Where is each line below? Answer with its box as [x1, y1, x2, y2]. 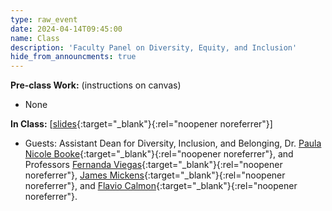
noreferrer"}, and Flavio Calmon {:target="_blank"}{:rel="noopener [24, 180, 298, 192]
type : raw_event [10, 14, 78, 25]
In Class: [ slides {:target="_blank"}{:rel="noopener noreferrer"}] [10, 118, 273, 130]
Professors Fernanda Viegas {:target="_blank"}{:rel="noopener [24, 159, 283, 171]
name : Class [10, 33, 60, 43]
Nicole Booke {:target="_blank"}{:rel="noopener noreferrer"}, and [24, 148, 294, 160]
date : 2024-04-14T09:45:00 [10, 24, 123, 34]
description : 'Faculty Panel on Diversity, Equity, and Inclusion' [10, 42, 298, 53]
